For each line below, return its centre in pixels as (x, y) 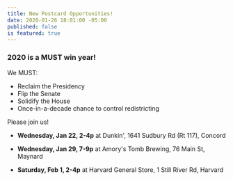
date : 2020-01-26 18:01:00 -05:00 (57, 20)
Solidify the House (44, 101)
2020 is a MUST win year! (51, 58)
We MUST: (23, 72)
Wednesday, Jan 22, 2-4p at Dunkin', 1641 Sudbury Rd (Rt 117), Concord (121, 135)
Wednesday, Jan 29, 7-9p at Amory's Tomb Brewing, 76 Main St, (111, 149)
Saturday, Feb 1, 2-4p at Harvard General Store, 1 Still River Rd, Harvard (120, 170)
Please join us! (28, 122)
